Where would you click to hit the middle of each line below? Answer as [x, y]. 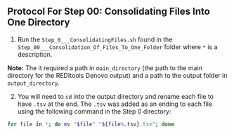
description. [35, 54]
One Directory [39, 23]
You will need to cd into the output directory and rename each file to [116, 96]
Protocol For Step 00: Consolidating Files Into [109, 12]
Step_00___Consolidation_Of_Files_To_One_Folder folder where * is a [117, 47]
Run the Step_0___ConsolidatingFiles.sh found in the [95, 39]
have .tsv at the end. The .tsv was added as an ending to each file [115, 104]
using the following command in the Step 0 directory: [94, 111]
